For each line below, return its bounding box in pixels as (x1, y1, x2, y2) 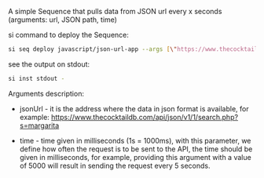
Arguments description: (8, 89, 85, 98)
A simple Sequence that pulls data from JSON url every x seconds (8, 7, 222, 16)
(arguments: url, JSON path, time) (8, 15, 118, 24)
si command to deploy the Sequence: (8, 31, 130, 39)
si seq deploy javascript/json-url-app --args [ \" (8, 45, 178, 53)
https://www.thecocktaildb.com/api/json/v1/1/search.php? (50, 112, 238, 122)
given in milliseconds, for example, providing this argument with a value (19, 152, 251, 162)
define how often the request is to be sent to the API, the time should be (19, 144, 253, 154)
